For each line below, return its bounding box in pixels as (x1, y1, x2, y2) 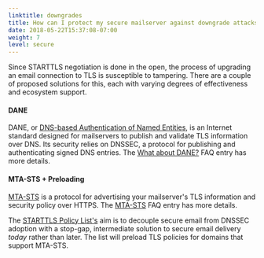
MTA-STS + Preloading (8, 174, 85, 183)
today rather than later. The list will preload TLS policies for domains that (8, 232, 244, 241)
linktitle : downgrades (8, 11, 82, 20)
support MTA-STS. (8, 241, 69, 250)
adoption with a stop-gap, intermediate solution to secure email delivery (8, 223, 241, 233)
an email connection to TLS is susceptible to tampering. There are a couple (8, 71, 251, 80)
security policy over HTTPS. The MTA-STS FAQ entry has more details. (8, 200, 238, 209)
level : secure (8, 41, 55, 49)
